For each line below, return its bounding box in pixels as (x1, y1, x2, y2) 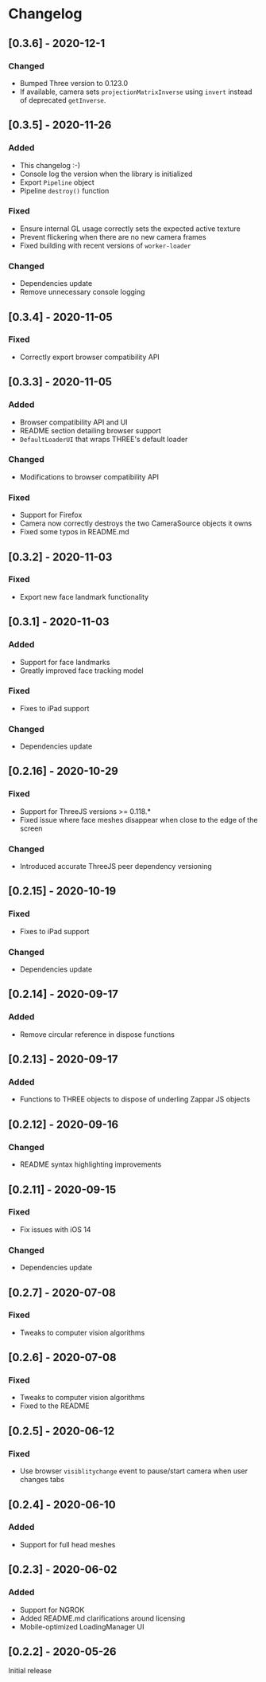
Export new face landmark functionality (19, 592, 149, 601)
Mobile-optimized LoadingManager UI (19, 1621, 145, 1631)
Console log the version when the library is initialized (19, 169, 193, 178)
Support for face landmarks (19, 657, 110, 667)
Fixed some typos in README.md (19, 527, 129, 537)
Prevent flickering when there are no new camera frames (19, 232, 206, 241)
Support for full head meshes (19, 1539, 116, 1549)
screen (19, 823, 43, 833)
